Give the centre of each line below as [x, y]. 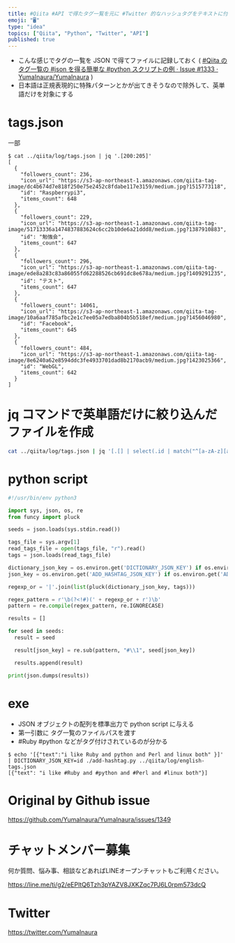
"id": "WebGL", [43, 367]
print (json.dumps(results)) [49, 675]
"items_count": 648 [49, 199]
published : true [31, 40]
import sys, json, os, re [45, 511]
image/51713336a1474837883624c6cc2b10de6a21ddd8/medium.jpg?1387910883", [117, 230]
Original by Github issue [79, 800]
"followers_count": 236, [56, 175]
